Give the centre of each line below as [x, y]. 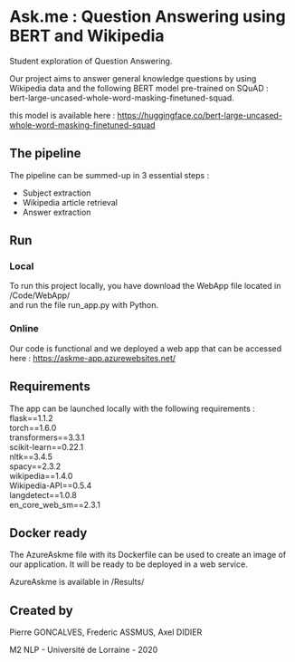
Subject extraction [57, 193]
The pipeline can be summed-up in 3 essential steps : [109, 175]
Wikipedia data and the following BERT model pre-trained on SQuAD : [139, 88]
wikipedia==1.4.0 [41, 475]
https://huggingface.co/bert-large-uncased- [200, 115]
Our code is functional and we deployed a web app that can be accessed [146, 348]
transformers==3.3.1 [47, 437]
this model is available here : [62, 115]
